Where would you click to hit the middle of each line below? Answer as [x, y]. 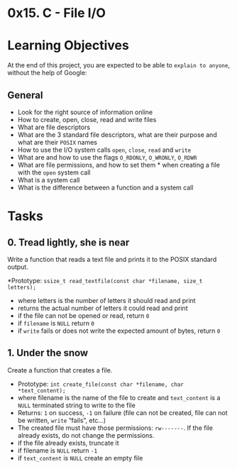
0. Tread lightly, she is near [68, 242]
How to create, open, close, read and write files [87, 119]
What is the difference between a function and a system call [105, 187]
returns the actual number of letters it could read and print [103, 308]
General [26, 95]
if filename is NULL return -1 [57, 450]
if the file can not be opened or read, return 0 [83, 315]
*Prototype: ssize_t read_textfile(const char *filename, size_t [105, 280]
